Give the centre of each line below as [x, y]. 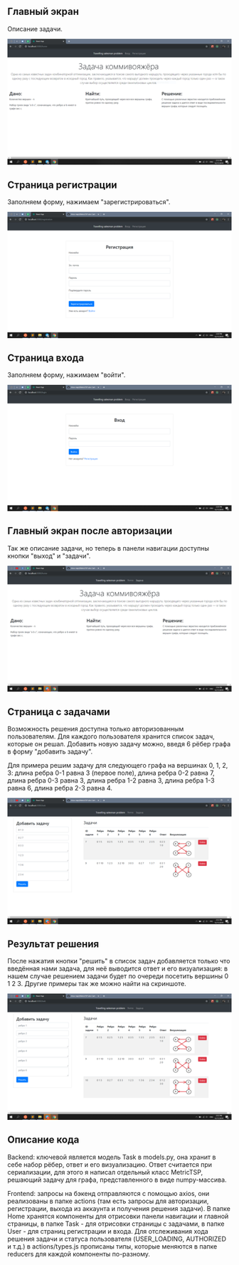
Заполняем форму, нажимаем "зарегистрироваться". [89, 202]
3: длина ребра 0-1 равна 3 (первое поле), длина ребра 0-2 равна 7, [111, 773]
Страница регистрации [62, 185]
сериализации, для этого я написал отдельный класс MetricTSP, [105, 1172]
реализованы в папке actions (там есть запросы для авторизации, [108, 1201]
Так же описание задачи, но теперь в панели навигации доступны [108, 548]
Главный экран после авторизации [90, 531]
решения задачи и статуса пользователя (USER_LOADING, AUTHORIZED [117, 1239]
